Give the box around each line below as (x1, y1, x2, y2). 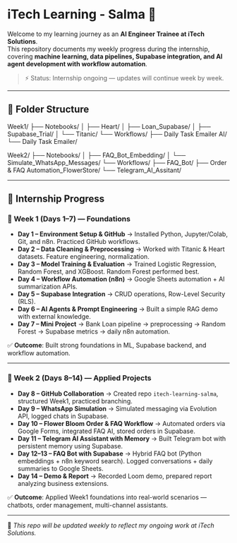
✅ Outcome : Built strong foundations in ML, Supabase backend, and (7, 341, 207, 350)
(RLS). (17, 298, 36, 306)
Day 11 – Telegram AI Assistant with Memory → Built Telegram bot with (17, 434, 226, 443)
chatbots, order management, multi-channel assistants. (7, 501, 168, 509)
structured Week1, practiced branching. (17, 396, 133, 405)
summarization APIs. (17, 282, 78, 291)
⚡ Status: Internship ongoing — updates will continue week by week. (24, 73, 224, 82)
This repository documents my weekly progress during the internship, (7, 44, 210, 53)
